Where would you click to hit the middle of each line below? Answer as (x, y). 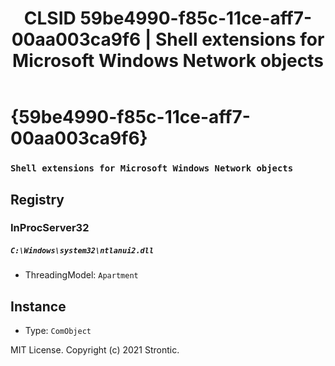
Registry (37, 199)
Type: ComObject (58, 331)
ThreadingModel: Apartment (81, 275)
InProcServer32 (50, 228)
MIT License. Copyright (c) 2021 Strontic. (95, 350)
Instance (38, 306)
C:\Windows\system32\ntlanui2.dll (82, 251)
